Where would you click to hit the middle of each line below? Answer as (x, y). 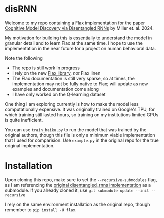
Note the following (24, 58)
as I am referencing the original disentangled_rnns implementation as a (78, 185)
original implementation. (30, 145)
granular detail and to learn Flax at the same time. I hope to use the (74, 43)
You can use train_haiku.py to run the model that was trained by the (76, 130)
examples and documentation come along (55, 89)
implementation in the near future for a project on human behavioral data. (81, 48)
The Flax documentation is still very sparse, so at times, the (73, 78)
